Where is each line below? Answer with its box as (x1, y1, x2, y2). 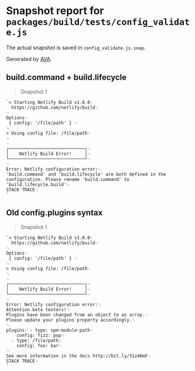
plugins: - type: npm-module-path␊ (6, 327, 94, 333)
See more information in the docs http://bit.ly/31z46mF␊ (6, 353, 152, 359)
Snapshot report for (6, 4, 104, 18)
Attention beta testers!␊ (6, 306, 70, 312)
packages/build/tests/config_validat (6, 16, 190, 28)
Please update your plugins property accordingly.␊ (6, 317, 136, 323)
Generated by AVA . (6, 55, 52, 62)
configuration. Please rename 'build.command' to (6, 176, 130, 183)
